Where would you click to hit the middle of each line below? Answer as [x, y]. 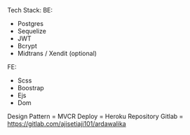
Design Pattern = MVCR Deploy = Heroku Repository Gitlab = [95, 116]
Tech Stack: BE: [30, 10]
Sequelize [32, 31]
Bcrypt [27, 46]
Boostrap [30, 88]
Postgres [30, 23]
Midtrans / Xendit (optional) [57, 53]
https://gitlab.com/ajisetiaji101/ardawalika [67, 124]
